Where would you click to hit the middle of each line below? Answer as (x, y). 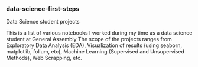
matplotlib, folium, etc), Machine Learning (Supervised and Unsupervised (95, 52)
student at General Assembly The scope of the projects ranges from (89, 39)
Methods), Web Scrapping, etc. (44, 58)
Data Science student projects (43, 22)
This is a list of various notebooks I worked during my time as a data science (99, 33)
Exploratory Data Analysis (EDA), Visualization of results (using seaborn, (94, 45)
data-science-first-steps (43, 9)
